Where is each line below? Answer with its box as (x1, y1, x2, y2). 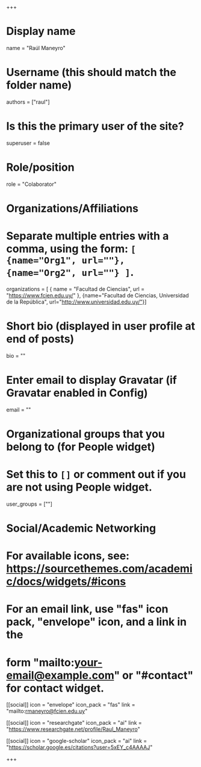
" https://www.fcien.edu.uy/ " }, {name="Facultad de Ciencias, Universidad (6, 291, 190, 299)
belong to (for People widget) (6, 440, 155, 453)
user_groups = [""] (6, 500, 53, 508)
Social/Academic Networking (6, 521, 156, 535)
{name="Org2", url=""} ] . (6, 266, 134, 279)
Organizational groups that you (6, 427, 165, 441)
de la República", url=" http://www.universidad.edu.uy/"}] (6, 298, 147, 305)
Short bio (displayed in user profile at (6, 319, 196, 333)
